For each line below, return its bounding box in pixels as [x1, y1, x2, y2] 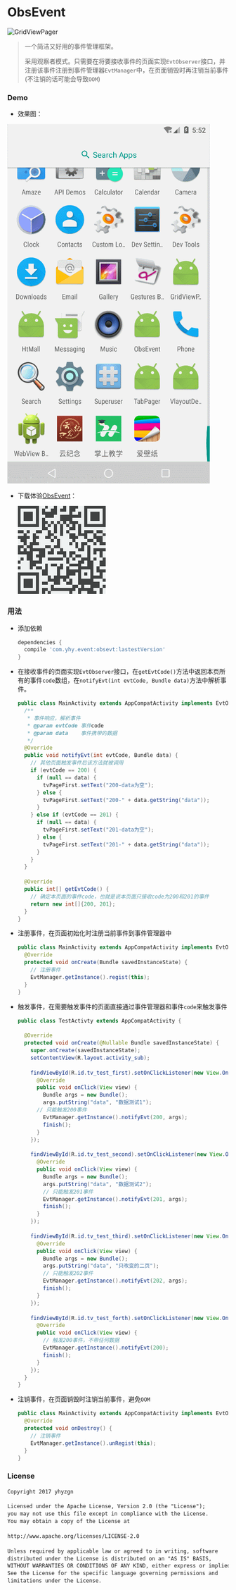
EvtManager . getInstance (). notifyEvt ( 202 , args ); [43, 1277, 188, 1285]
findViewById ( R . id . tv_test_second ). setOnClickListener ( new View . [30, 1151, 226, 1158]
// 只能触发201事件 [43, 1188, 93, 1195]
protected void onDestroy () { [24, 1425, 112, 1432]
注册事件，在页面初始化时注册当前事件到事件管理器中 [17, 929, 172, 937]
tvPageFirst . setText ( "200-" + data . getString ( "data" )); [43, 796, 210, 803]
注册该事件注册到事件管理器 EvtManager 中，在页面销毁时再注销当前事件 [24, 66, 229, 74]
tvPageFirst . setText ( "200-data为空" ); [43, 782, 155, 789]
